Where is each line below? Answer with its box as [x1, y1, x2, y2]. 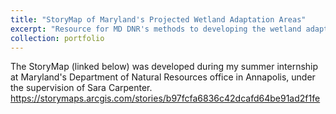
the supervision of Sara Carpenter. [10, 82, 153, 94]
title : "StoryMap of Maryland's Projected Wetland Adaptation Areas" [10, 14, 307, 25]
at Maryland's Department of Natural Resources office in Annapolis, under [10, 71, 316, 83]
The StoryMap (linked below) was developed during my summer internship [10, 61, 319, 73]
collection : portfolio [10, 33, 105, 43]
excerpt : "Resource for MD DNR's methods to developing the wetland [10, 24, 302, 34]
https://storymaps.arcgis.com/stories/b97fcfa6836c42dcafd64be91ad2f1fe [10, 92, 321, 105]
